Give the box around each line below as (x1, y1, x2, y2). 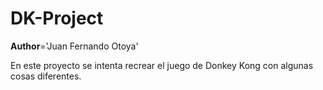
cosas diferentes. (10, 70, 82, 82)
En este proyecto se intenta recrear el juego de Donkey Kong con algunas (10, 59, 314, 71)
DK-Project (10, 7, 104, 30)
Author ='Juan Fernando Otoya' (10, 40, 139, 52)
